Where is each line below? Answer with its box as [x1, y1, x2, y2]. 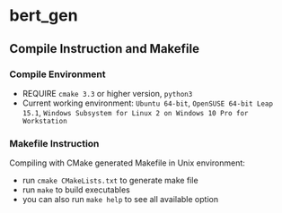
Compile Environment [9, 68, 106, 81]
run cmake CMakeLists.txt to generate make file [22, 175, 199, 186]
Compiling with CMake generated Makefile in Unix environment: [9, 158, 245, 168]
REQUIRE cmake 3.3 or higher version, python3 [22, 88, 193, 98]
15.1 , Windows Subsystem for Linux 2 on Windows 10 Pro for [22, 106, 249, 117]
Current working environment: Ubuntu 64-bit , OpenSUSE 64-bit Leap [22, 98, 274, 108]
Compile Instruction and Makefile [9, 41, 200, 56]
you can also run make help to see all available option [22, 194, 218, 205]
